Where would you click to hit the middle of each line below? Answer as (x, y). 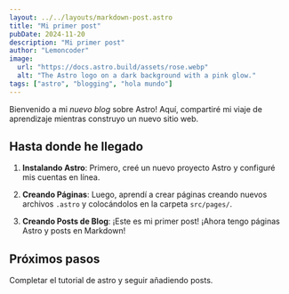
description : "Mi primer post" (67, 42)
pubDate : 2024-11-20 (48, 34)
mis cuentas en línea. (61, 177)
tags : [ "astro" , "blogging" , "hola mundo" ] (91, 84)
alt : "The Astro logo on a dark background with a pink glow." (136, 76)
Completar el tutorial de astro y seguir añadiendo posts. (111, 281)
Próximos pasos (55, 259)
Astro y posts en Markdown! (74, 231)
